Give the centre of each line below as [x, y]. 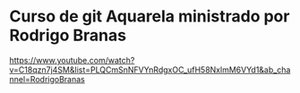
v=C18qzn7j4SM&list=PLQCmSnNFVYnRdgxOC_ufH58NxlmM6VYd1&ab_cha [150, 70]
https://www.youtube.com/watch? [72, 60]
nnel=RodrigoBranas [47, 79]
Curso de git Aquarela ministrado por [150, 17]
